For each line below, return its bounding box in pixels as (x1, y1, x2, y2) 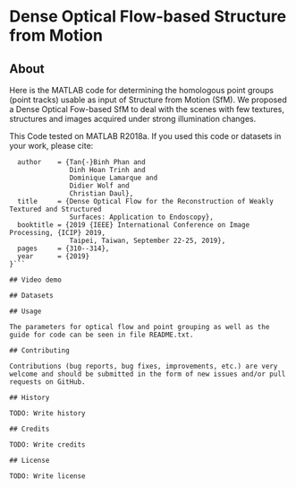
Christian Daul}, (69, 189, 134, 198)
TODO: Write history (9, 409, 87, 418)
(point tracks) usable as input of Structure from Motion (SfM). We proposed (9, 94, 288, 105)
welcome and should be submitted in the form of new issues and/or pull (9, 370, 286, 379)
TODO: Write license (9, 472, 87, 481)
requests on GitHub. (9, 378, 87, 387)
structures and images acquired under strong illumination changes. (9, 114, 257, 124)
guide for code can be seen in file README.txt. (9, 330, 194, 339)
